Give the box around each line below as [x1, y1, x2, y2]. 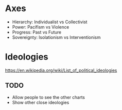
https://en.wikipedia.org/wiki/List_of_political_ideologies [5, 67, 118, 73]
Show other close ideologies [12, 99, 70, 105]
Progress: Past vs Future [12, 29, 62, 35]
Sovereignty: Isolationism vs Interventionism [12, 34, 101, 40]
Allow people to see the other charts [12, 94, 85, 100]
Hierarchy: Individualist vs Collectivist [12, 19, 87, 25]
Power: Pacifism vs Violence [12, 24, 70, 30]
